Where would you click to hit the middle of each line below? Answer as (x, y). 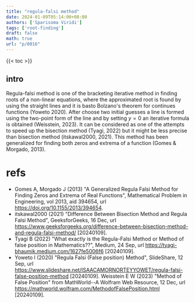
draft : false (22, 33)
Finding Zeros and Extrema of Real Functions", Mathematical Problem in (101, 195)
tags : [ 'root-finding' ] (35, 28)
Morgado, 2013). (26, 149)
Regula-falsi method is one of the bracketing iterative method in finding (92, 93)
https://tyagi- (161, 245)
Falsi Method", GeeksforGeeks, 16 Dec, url (65, 220)
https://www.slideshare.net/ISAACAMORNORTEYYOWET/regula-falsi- (98, 270)
